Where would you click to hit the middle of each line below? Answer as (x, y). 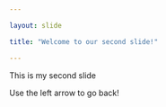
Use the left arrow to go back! (64, 93)
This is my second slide (53, 75)
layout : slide (36, 25)
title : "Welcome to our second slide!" (84, 41)
